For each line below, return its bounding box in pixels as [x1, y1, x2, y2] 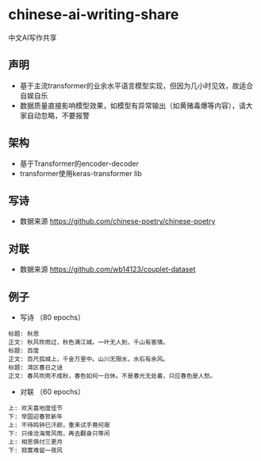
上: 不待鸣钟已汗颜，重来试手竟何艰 [8, 421, 110, 429]
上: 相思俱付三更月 [8, 438, 63, 446]
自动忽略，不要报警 [26, 110, 90, 120]
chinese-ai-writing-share [8, 6, 179, 24]
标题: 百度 [8, 347, 40, 355]
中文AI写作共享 [8, 33, 57, 42]
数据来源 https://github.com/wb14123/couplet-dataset [19, 264, 196, 275]
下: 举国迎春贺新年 [8, 413, 63, 421]
